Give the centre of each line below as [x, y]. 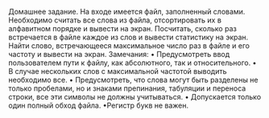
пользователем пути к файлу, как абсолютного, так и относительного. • [132, 63]
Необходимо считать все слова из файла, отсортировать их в [115, 20]
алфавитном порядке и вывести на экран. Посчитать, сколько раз [123, 28]
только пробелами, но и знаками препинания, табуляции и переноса [127, 88]
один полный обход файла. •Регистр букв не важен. [99, 105]
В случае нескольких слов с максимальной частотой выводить [118, 71]
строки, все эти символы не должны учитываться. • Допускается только [135, 97]
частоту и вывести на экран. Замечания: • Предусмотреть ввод [119, 54]
